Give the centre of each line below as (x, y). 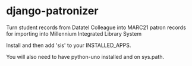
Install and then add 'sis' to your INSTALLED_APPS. (69, 45)
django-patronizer (52, 11)
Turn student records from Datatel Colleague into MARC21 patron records (96, 27)
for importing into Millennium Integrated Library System (74, 33)
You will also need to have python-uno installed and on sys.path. (85, 56)
